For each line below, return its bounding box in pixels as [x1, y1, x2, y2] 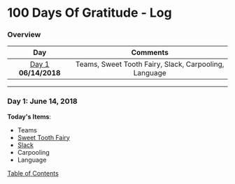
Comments [131, 47, 169, 57]
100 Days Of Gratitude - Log [7, 5, 173, 21]
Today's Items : [7, 112, 51, 121]
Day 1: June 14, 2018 [7, 96, 78, 106]
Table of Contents [7, 169, 59, 177]
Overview [7, 30, 41, 40]
